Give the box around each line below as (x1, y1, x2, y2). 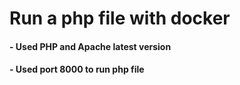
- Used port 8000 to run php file (9, 63, 145, 76)
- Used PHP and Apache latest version (9, 40, 172, 52)
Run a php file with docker (9, 7, 231, 30)
